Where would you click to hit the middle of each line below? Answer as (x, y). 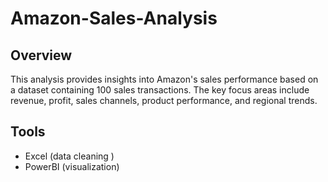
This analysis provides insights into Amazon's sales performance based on (164, 79)
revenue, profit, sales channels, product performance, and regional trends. (164, 100)
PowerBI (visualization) (72, 166)
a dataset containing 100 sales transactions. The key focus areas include (160, 90)
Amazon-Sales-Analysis (114, 18)
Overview (41, 55)
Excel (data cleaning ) (69, 156)
